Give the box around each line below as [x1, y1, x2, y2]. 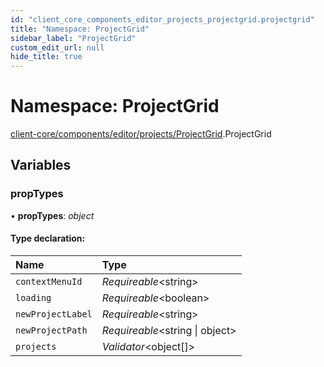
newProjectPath [15, 324, 88, 336]
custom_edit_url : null [10, 42, 105, 53]
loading [15, 292, 52, 303]
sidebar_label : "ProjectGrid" [10, 33, 137, 43]
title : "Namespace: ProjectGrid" [10, 24, 150, 34]
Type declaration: [10, 232, 86, 245]
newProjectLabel [15, 308, 93, 320]
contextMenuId [15, 276, 83, 287]
